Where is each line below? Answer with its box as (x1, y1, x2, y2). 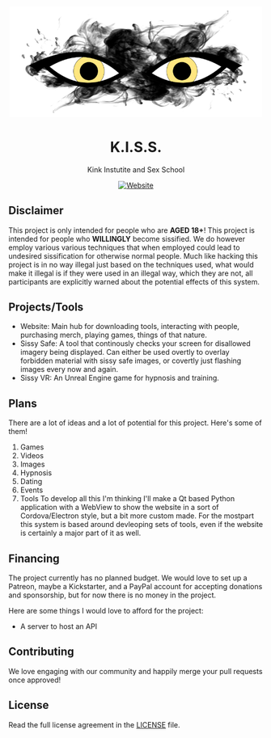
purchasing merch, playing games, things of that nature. (19, 330, 208, 340)
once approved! (8, 675, 61, 685)
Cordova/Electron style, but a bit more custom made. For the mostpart (19, 511, 255, 521)
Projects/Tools (8, 300, 84, 314)
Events (19, 485, 44, 495)
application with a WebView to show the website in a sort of (19, 503, 220, 512)
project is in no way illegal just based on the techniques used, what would (8, 259, 255, 269)
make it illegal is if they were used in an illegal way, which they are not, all (8, 268, 253, 278)
